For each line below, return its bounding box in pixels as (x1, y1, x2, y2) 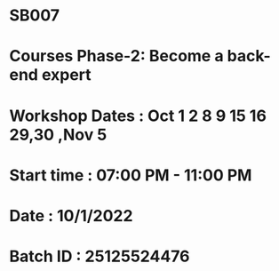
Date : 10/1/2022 (9, 205, 133, 226)
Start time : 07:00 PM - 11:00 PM (9, 165, 252, 185)
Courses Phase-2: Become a (9, 46, 224, 67)
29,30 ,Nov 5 (9, 124, 108, 145)
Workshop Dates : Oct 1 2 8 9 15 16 (9, 106, 267, 125)
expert (41, 65, 92, 85)
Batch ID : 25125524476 (9, 246, 190, 267)
